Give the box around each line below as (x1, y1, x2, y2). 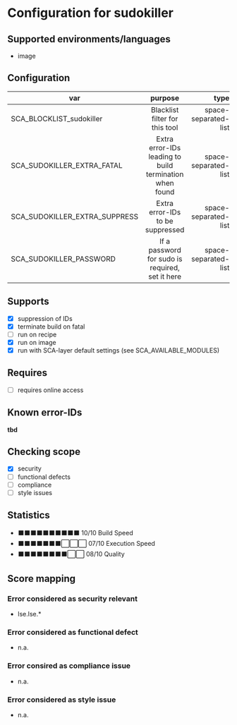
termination (145, 169, 184, 179)
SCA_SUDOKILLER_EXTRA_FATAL (11, 160, 123, 170)
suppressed (145, 224, 185, 234)
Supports (7, 296, 49, 307)
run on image (17, 338, 56, 346)
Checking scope (7, 446, 81, 458)
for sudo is (147, 254, 183, 264)
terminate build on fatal (17, 322, 85, 331)
